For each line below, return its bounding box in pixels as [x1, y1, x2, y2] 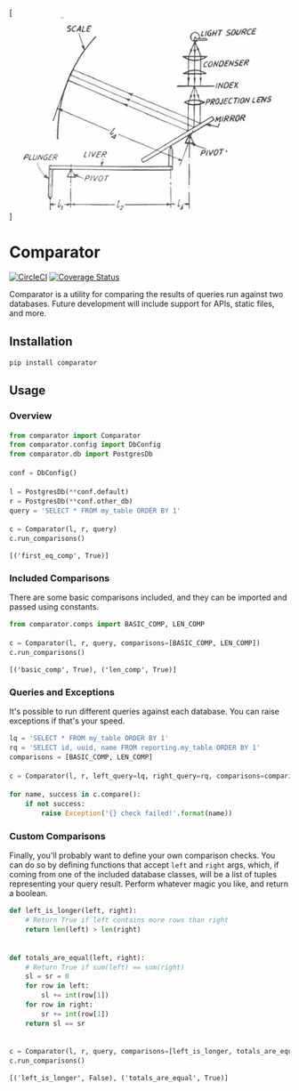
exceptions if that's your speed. [9, 715, 125, 726]
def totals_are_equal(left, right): [9, 953, 145, 962]
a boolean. [9, 888, 49, 899]
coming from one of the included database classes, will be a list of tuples [9, 869, 278, 880]
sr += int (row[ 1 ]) [41, 1009, 109, 1018]
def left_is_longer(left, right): [9, 907, 138, 916]
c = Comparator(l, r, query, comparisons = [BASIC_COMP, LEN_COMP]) [9, 639, 261, 648]
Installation [9, 334, 73, 349]
